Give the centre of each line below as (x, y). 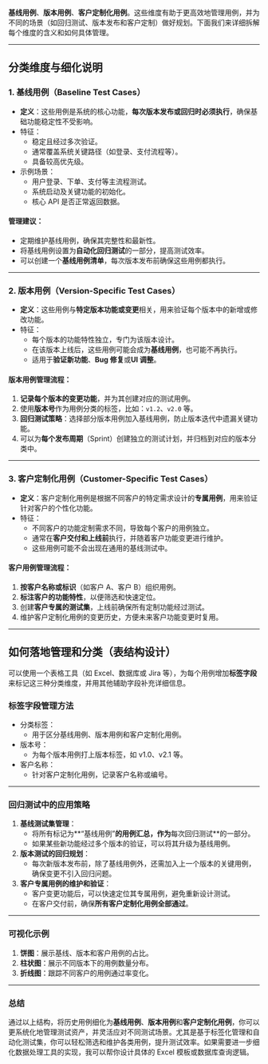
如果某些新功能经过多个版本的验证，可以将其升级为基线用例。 (133, 844)
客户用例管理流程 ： (40, 568)
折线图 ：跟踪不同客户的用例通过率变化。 (86, 973)
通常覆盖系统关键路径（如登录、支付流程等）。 (107, 151)
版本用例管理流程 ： (40, 379)
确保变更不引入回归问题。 (74, 874)
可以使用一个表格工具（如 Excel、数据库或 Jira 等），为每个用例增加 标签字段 (133, 673)
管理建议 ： (26, 221)
